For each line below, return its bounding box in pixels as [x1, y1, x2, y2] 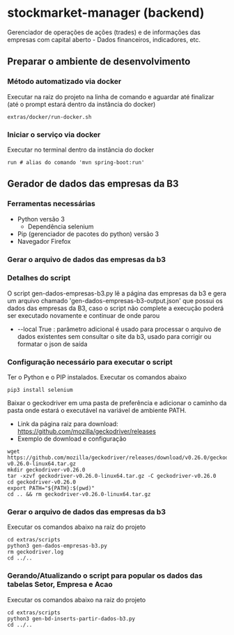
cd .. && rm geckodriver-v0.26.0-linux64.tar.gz [7, 491, 151, 498]
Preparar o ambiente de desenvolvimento [7, 56, 191, 68]
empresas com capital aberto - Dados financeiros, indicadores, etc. [7, 35, 201, 43]
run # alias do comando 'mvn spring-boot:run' [7, 159, 145, 166]
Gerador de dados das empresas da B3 [7, 178, 179, 190]
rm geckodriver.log [7, 548, 64, 556]
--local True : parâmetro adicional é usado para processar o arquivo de [17, 325, 221, 333]
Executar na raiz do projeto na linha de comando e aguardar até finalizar [7, 92, 214, 101]
